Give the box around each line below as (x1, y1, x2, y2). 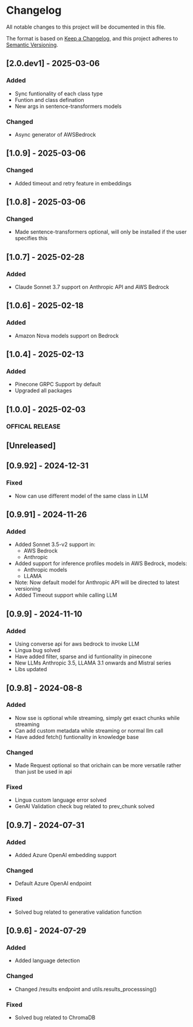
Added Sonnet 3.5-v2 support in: (14, 541, 96, 548)
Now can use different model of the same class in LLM (14, 492, 148, 499)
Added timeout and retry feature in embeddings (14, 179, 132, 187)
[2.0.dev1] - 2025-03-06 (6, 58, 100, 69)
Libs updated (14, 666, 48, 673)
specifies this (14, 235, 48, 242)
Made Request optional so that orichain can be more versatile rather (14, 762, 182, 769)
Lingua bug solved (14, 647, 61, 654)
